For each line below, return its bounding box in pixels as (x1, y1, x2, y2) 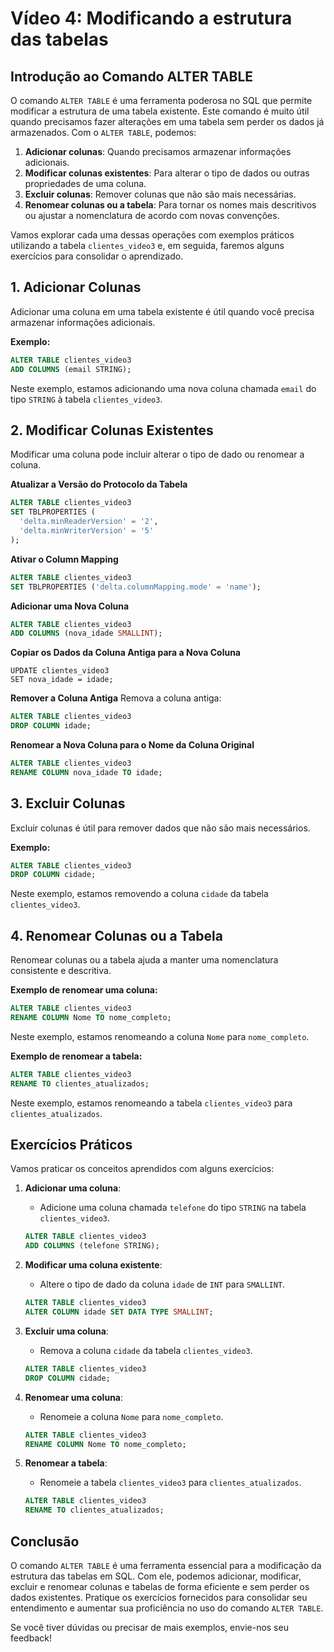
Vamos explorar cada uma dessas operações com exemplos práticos (10, 229, 295, 241)
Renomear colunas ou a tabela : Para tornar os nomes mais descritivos (24, 199, 317, 211)
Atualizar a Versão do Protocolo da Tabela (10, 478, 188, 491)
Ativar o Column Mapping (10, 553, 119, 565)
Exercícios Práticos (10, 1137, 133, 1154)
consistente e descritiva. (10, 965, 112, 977)
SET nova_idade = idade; (10, 675, 114, 685)
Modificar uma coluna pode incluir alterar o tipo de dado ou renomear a (10, 448, 305, 461)
